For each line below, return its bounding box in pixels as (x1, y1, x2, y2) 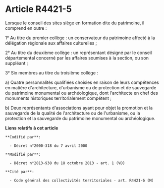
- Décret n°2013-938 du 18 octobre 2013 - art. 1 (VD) (9, 160, 125, 166)
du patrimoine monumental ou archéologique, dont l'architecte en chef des (5, 90, 159, 96)
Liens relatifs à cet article (5, 125, 58, 131)
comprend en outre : (5, 25, 47, 31)
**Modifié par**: (5, 152, 41, 157)
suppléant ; (5, 60, 28, 66)
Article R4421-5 (5, 3, 72, 15)
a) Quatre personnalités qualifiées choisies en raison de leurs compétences (5, 79, 160, 85)
